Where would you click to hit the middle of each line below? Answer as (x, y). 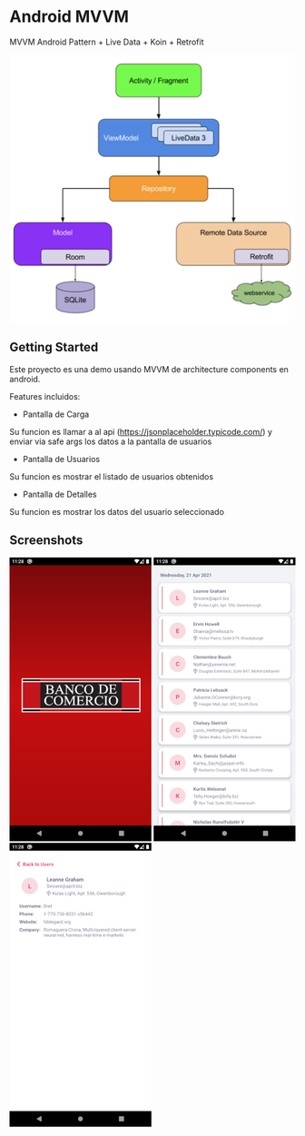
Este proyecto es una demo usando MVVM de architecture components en (149, 369)
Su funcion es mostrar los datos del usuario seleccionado (117, 511)
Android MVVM (69, 17)
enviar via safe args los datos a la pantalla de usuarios (111, 441)
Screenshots (46, 541)
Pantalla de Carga (56, 414)
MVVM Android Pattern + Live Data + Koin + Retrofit (107, 42)
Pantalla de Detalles (59, 494)
